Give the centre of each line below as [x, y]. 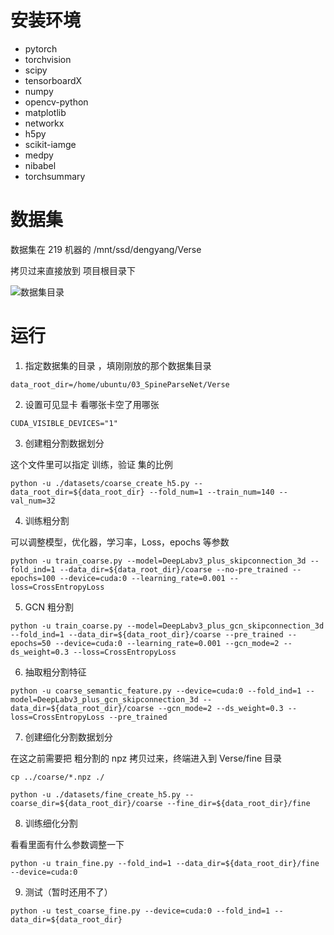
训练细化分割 [51, 823]
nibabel [40, 165]
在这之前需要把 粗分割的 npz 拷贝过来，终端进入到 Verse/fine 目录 [146, 758]
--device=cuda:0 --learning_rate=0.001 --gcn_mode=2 [167, 643]
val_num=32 [33, 501]
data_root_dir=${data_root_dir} [77, 492]
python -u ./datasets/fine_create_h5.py [96, 794]
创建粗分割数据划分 [64, 443]
